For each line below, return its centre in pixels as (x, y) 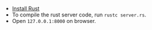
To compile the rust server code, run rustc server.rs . (79, 15)
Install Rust (26, 9)
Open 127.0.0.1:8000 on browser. (54, 21)
